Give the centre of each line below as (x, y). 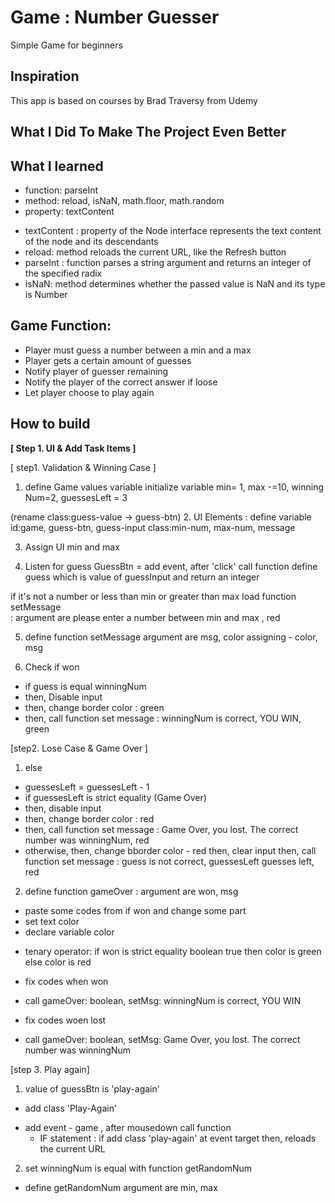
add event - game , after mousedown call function (128, 1127)
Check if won (52, 667)
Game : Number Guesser (115, 17)
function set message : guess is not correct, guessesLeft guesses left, (169, 861)
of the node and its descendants (91, 241)
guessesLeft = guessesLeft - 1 (87, 787)
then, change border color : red (89, 818)
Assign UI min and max (72, 547)
